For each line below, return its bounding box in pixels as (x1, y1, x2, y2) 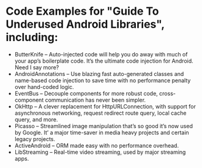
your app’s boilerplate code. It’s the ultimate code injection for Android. (14, 57, 193, 64)
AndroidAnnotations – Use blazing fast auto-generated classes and (14, 70, 184, 77)
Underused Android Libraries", (6, 17, 165, 31)
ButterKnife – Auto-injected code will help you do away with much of (14, 50, 188, 58)
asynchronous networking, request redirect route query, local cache (14, 109, 187, 116)
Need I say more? (14, 63, 59, 71)
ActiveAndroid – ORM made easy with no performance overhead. (14, 142, 179, 149)
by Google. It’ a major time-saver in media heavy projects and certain (14, 129, 189, 136)
